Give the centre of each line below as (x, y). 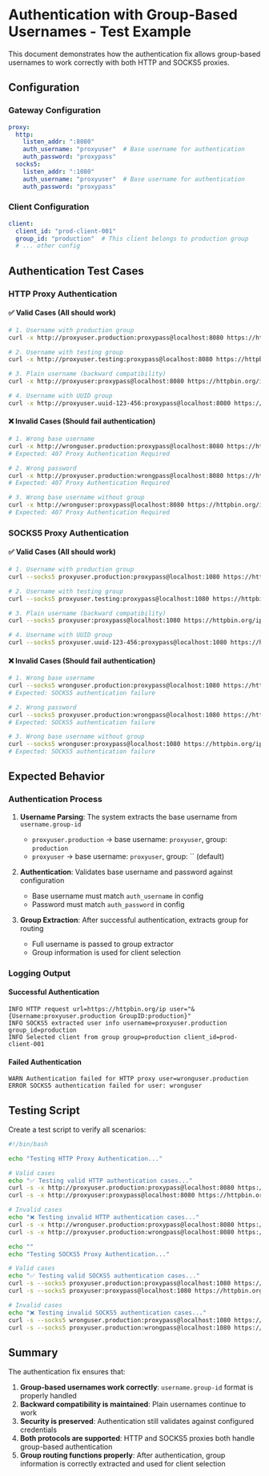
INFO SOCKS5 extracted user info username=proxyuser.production (118, 1023)
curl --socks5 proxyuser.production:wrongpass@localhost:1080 (114, 715)
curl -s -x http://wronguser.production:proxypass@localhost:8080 (121, 1225)
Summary (33, 1352)
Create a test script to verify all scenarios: (77, 1129)
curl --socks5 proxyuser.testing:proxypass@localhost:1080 (109, 599)
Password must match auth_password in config (108, 904)
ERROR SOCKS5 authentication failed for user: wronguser (105, 1086)
